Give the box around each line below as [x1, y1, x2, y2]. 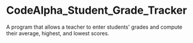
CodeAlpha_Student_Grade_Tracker [6, 4, 187, 17]
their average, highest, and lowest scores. [6, 29, 109, 36]
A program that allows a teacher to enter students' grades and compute [6, 23, 183, 30]
